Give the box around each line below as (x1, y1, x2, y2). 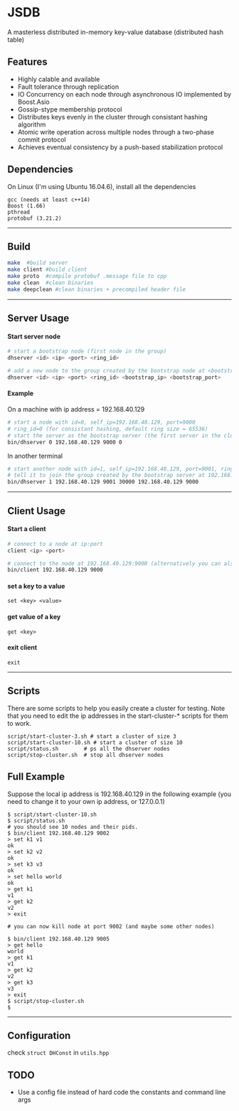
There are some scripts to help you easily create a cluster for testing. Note (7, 704, 225, 712)
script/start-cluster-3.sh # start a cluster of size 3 (7, 733, 176, 740)
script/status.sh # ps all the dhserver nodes (7, 745, 171, 752)
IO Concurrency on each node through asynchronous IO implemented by (17, 90, 232, 98)
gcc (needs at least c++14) (7, 196, 91, 203)
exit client (7, 643, 38, 652)
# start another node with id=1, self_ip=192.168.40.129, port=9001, (7, 465, 218, 473)
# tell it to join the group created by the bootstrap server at (7, 472, 205, 479)
